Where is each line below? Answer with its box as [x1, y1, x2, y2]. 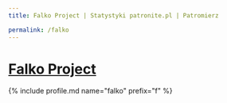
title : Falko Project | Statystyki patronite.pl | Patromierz [8, 11, 219, 20]
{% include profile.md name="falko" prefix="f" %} [8, 86, 173, 96]
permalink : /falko [8, 25, 69, 34]
